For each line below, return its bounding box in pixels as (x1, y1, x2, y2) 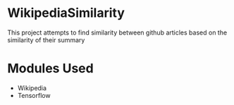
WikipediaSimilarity (7, 5, 125, 21)
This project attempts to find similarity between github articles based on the (7, 28, 228, 37)
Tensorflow (17, 91, 51, 99)
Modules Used (7, 61, 94, 77)
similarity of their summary (7, 35, 85, 44)
